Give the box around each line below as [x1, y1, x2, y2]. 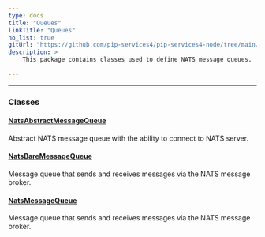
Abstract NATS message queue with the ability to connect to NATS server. [8, 134, 249, 143]
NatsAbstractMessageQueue [8, 116, 106, 126]
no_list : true [8, 33, 55, 42]
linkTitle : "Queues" [8, 26, 77, 34]
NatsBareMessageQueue [8, 152, 93, 161]
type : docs [8, 11, 44, 20]
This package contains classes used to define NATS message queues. [22, 56, 252, 64]
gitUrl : [8, 41, 34, 49]
